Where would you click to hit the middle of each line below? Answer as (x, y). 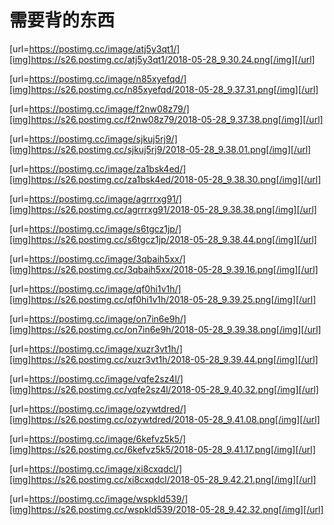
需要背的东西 (62, 20)
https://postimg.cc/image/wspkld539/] (108, 498)
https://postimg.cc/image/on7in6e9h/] (107, 318)
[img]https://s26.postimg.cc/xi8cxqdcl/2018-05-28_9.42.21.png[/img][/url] (163, 479)
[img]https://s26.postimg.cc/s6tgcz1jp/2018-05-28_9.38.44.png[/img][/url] (163, 239)
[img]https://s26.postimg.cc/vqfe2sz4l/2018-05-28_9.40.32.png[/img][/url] (164, 389)
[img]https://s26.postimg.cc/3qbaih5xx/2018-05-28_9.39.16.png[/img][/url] (164, 269)
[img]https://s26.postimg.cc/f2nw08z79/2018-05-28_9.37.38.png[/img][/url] (166, 119)
